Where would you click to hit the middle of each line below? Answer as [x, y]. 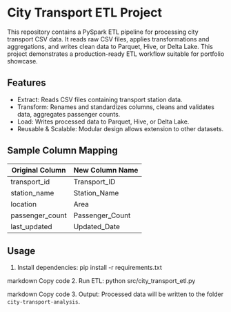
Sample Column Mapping [63, 151]
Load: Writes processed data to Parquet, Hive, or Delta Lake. [103, 121]
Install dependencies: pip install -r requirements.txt [89, 268]
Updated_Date [97, 226]
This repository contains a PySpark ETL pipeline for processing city [103, 32]
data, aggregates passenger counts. [69, 114]
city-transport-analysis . [44, 302]
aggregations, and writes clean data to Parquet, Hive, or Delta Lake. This [110, 46]
